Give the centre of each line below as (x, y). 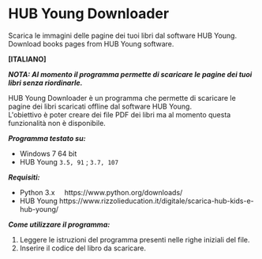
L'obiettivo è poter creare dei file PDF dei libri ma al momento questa (120, 114)
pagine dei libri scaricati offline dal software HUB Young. (100, 106)
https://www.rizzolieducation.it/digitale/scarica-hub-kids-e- (156, 201)
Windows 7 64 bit (48, 154)
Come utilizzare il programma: (59, 224)
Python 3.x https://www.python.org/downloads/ (101, 192)
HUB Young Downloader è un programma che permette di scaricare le (122, 98)
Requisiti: (24, 177)
